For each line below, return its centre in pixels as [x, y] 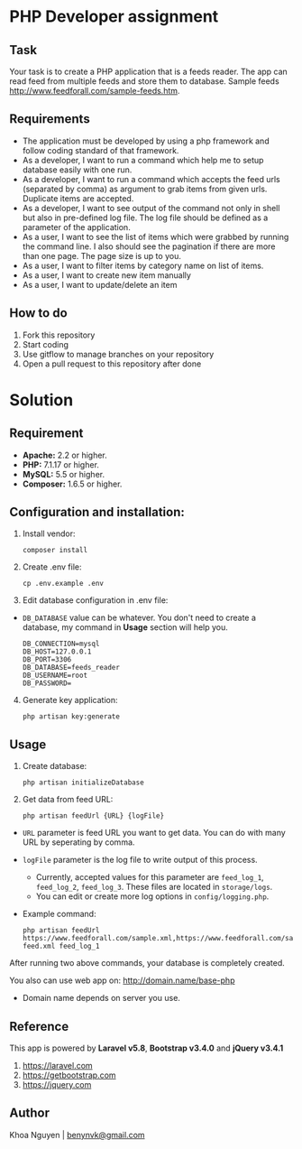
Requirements [50, 119]
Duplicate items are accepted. [78, 198]
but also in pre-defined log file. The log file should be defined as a [145, 218]
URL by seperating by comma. [78, 842]
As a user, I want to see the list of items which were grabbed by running [156, 236]
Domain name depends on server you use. [101, 998]
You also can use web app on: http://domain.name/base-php [122, 980]
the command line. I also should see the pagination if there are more [149, 246]
